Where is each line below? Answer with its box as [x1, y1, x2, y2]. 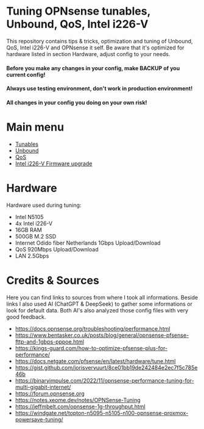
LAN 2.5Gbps [15, 252, 49, 259]
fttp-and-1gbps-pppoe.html [15, 337, 84, 345]
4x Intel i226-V [15, 220, 53, 227]
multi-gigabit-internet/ [15, 383, 71, 391]
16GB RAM [15, 226, 43, 233]
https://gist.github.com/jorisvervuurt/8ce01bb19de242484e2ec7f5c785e [15, 364, 198, 371]
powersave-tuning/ [15, 416, 63, 423]
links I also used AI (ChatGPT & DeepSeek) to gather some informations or [6, 300, 193, 308]
